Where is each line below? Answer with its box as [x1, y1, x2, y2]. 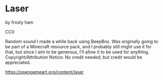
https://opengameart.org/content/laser [5, 69, 84, 75]
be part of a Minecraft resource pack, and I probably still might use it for [5, 43, 152, 49]
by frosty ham [5, 19, 34, 25]
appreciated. [5, 59, 31, 65]
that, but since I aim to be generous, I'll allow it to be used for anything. [5, 49, 150, 55]
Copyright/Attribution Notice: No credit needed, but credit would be [5, 54, 142, 60]
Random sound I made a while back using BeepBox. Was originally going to [5, 38, 159, 44]
